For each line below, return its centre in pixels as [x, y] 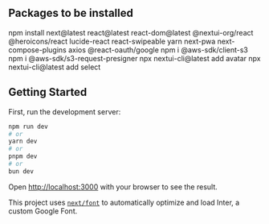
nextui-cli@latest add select [55, 67]
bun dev [21, 171]
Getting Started [48, 92]
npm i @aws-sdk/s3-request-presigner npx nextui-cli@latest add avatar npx [134, 58]
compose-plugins [37, 50]
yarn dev [23, 141]
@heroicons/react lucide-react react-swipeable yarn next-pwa [112, 41]
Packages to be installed [71, 13]
